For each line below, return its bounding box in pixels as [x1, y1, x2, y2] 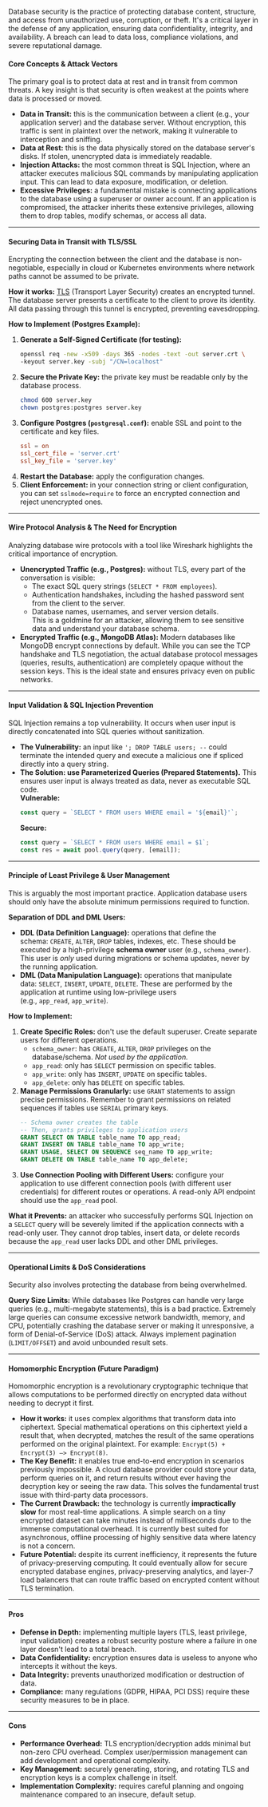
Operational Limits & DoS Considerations [8, 1262, 146, 1272]
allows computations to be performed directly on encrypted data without [8, 1390, 247, 1400]
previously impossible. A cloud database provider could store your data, [19, 1465, 257, 1475]
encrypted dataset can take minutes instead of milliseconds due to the [19, 1515, 251, 1525]
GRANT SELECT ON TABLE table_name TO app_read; [19, 1134, 182, 1142]
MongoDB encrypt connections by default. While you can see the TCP [19, 641, 251, 650]
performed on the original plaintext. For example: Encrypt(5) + [19, 1440, 226, 1449]
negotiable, [8, 263, 45, 272]
